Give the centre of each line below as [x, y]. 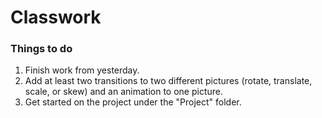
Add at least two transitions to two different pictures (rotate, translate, [168, 81]
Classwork [56, 17]
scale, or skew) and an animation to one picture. [124, 92]
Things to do [41, 49]
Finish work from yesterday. [82, 70]
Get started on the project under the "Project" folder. [133, 102]
